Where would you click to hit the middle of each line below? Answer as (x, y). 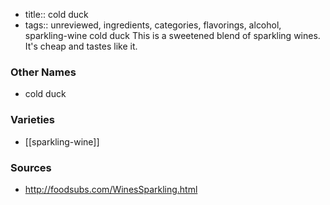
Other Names (43, 72)
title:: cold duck (56, 14)
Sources (31, 167)
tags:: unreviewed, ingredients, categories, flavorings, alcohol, (153, 25)
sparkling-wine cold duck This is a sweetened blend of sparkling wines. (172, 35)
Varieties (32, 120)
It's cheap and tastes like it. (81, 46)
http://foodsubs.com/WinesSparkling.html (111, 189)
